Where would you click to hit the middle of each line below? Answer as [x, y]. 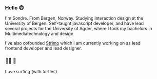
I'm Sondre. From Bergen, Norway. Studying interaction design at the [74, 18]
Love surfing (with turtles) [31, 71]
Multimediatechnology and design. [40, 34]
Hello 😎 [15, 8]
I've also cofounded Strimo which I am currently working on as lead [73, 43]
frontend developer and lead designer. [43, 48]
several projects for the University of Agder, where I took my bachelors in [79, 29]
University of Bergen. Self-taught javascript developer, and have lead [74, 23]
